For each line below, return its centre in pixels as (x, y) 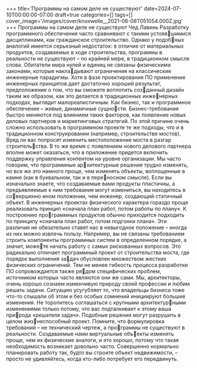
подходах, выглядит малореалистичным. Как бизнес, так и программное (98, 102)
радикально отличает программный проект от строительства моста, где (98, 252)
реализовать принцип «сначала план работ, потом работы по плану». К (96, 209)
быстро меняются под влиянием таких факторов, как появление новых (96, 115)
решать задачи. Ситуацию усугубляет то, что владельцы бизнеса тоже (96, 290)
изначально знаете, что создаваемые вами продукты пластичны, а (91, 184)
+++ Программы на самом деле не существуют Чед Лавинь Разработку (98, 27)
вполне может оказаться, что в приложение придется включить (87, 152)
